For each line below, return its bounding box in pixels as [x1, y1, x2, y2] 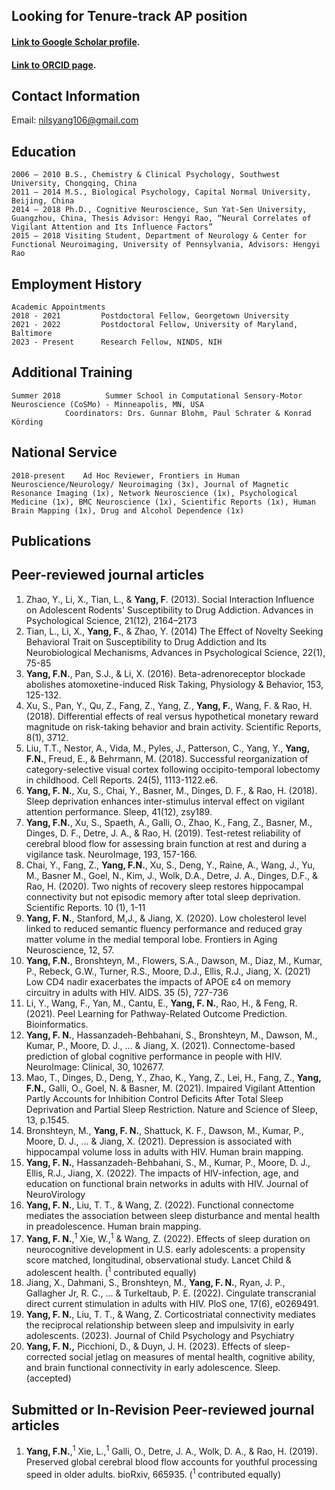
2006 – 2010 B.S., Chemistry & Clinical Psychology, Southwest [11, 170, 281, 180]
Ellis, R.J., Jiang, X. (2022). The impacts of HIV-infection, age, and [25, 1167, 299, 1179]
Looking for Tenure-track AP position [11, 8, 248, 25]
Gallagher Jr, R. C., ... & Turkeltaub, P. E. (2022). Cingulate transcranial [25, 1287, 317, 1299]
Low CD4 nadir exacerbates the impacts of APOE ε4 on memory [25, 975, 292, 988]
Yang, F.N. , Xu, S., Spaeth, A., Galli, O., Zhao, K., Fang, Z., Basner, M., [25, 816, 313, 828]
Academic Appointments [11, 302, 106, 313]
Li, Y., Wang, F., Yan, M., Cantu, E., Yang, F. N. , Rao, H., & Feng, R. [25, 997, 298, 1009]
